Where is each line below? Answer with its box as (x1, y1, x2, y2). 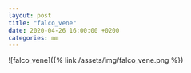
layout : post (8, 11, 52, 20)
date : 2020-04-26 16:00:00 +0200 (8, 26, 120, 34)
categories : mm (8, 33, 59, 42)
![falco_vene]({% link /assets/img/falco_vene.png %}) (8, 56, 184, 65)
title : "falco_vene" (8, 19, 78, 27)
